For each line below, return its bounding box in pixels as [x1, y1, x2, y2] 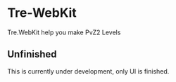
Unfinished [7, 48, 58, 60]
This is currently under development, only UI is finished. [7, 67, 170, 75]
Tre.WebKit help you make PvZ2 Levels [7, 28, 121, 36]
